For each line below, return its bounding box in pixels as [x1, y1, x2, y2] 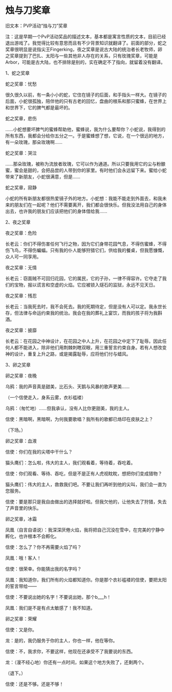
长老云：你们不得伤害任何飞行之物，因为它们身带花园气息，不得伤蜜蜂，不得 [5, 241, 167, 247]
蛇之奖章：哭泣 [5, 149, 37, 156]
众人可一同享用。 [5, 253, 41, 259]
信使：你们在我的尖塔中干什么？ [5, 448, 73, 455]
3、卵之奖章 [5, 361, 31, 367]
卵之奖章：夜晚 [5, 372, 37, 379]
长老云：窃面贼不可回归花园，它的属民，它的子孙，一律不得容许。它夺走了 [5, 275, 162, 282]
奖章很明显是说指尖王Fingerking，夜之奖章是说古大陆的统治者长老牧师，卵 [5, 46, 163, 52]
